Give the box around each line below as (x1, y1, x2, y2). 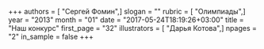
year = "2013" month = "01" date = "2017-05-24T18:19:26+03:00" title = (8, 15, 244, 24)
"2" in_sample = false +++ (8, 32, 94, 41)
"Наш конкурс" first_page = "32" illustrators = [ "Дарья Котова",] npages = (8, 24, 258, 32)
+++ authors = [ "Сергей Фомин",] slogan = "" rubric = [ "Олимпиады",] (8, 7, 246, 16)
